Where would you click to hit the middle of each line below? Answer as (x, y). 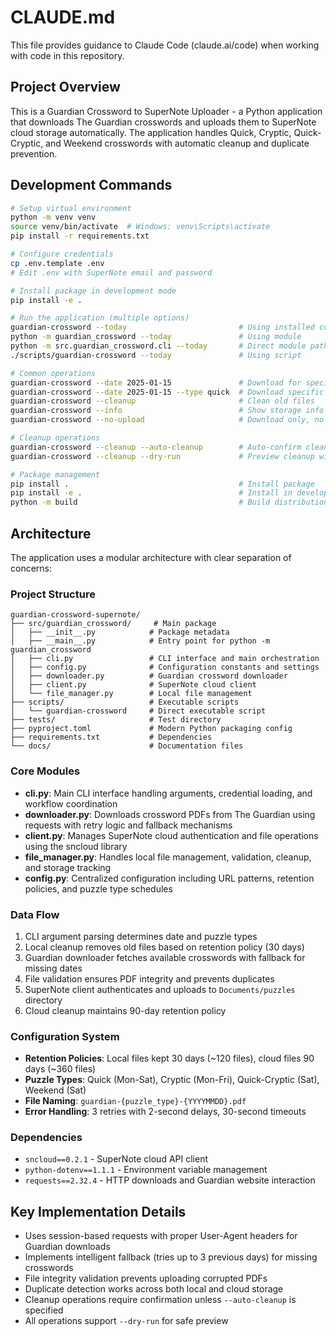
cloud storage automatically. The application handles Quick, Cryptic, (151, 132)
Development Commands (91, 185)
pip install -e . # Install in (151, 493)
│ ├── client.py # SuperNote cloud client (133, 685)
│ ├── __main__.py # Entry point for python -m (140, 641)
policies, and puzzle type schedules (98, 888)
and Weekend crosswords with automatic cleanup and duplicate (177, 143)
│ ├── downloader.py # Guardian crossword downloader (149, 676)
